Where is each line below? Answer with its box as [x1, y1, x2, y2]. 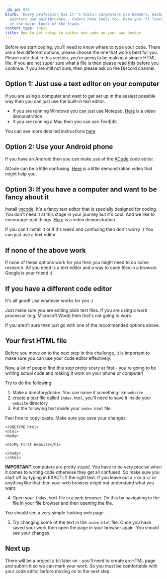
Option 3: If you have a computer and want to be [5, 185, 157, 194]
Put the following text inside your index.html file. [12, 405, 112, 411]
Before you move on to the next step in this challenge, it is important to [5, 350, 150, 356]
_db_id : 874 [5, 7, 30, 12]
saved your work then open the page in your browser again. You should [12, 524, 159, 531]
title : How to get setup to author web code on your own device [5, 30, 141, 35]
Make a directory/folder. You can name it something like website [12, 389, 144, 395]
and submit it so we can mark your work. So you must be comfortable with [5, 563, 158, 569]
